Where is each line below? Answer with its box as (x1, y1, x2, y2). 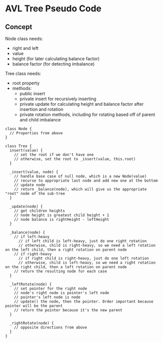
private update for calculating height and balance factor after (19, 101, 144, 107)
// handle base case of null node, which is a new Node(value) (14, 174, 147, 179)
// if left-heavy (14, 234, 50, 239)
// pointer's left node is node (14, 295, 81, 300)
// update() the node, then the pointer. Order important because (14, 299, 154, 304)
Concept (5, 23, 33, 31)
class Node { (5, 126, 32, 131)
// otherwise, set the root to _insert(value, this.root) (14, 156, 136, 161)
